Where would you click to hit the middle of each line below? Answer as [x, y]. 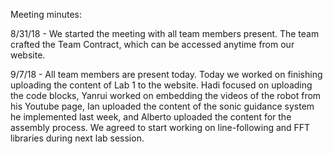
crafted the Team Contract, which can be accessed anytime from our [152, 44]
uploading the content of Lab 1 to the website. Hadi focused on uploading [161, 85]
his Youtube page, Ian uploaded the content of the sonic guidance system [162, 106]
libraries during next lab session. [77, 138]
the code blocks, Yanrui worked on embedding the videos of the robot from [166, 95]
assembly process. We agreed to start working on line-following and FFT [160, 127]
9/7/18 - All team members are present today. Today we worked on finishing [166, 74]
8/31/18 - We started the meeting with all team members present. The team [165, 33]
